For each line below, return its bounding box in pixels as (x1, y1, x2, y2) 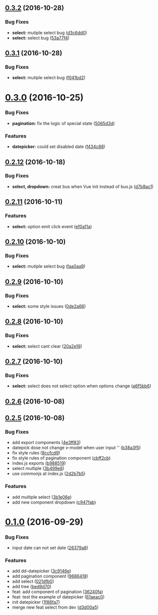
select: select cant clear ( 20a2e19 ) (12, 343, 83, 349)
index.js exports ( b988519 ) (12, 460, 66, 466)
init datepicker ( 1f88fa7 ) (12, 599, 60, 605)
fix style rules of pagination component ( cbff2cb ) (12, 455, 111, 461)
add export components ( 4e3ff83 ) (12, 440, 81, 445)
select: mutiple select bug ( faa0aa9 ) (12, 263, 86, 269)
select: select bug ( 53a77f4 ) (12, 35, 70, 41)
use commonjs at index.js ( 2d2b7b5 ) (12, 471, 86, 477)
